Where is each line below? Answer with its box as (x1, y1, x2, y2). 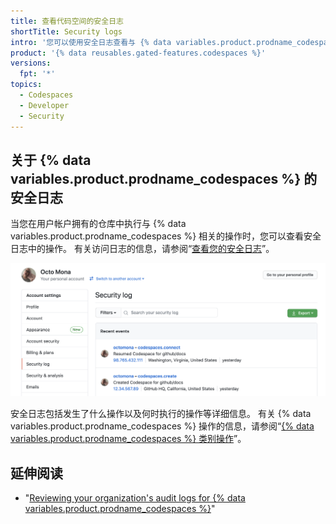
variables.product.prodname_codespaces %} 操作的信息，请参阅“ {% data (10, 420, 315, 432)
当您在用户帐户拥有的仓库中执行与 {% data (10, 218, 187, 230)
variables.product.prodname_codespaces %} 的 (10, 170, 318, 187)
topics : (10, 80, 43, 90)
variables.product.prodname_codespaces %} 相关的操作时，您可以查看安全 (10, 230, 322, 242)
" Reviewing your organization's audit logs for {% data (24, 492, 246, 504)
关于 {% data (10, 151, 92, 169)
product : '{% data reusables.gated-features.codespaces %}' (10, 48, 267, 58)
